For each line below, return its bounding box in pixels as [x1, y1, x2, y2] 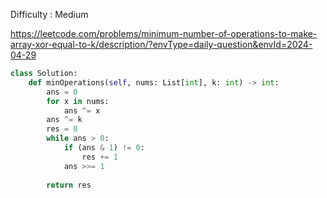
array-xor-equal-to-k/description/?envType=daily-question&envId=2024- [10, 39, 313, 50]
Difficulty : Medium [10, 9, 89, 20]
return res [46, 180, 92, 190]
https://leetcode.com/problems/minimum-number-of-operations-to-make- [10, 28, 318, 39]
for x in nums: [46, 96, 110, 106]
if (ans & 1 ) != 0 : [63, 143, 145, 153]
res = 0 [46, 124, 78, 134]
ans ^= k [46, 115, 83, 125]
